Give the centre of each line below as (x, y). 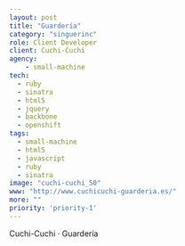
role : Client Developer (53, 42)
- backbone (37, 117)
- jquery (33, 109)
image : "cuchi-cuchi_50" (55, 184)
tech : (19, 76)
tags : (19, 134)
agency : (24, 59)
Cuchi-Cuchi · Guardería (54, 234)
